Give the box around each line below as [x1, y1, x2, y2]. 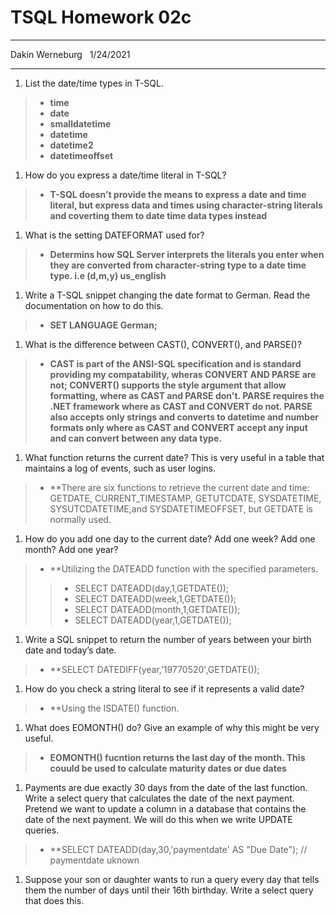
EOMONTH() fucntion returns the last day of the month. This [49, 751, 306, 763]
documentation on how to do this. [24, 299, 164, 311]
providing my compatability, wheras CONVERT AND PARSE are [49, 368, 317, 380]
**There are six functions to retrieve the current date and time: [49, 481, 310, 493]
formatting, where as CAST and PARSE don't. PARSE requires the [49, 389, 325, 401]
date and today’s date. [24, 644, 117, 656]
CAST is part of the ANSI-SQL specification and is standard [49, 357, 302, 370]
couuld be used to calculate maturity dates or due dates [49, 762, 287, 774]
